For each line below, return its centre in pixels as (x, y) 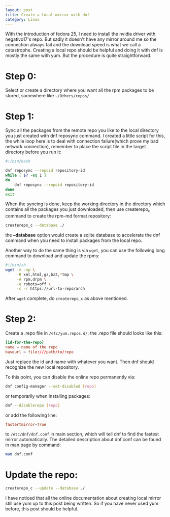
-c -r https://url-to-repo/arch (51, 289)
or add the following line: (31, 415)
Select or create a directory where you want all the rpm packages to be (80, 90)
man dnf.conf (19, 454)
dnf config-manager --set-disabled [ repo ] (51, 386)
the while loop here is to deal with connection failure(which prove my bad (82, 141)
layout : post (19, 10)
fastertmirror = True (26, 424)
